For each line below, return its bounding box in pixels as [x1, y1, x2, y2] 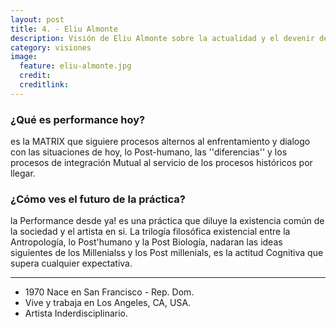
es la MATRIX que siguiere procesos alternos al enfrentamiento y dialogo [10, 136, 311, 148]
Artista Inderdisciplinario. [24, 307, 129, 320]
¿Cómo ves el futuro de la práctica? [10, 192, 186, 206]
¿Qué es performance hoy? [10, 112, 146, 126]
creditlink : [19, 80, 70, 90]
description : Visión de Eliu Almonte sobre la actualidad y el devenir [10, 33, 315, 43]
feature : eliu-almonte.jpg [19, 61, 132, 71]
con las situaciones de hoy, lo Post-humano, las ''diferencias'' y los [10, 146, 288, 158]
